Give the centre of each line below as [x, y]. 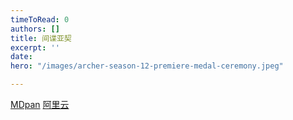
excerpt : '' [35, 47]
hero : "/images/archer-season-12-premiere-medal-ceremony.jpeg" [147, 66]
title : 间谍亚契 [41, 38]
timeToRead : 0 [40, 19]
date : [21, 57]
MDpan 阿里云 [40, 104]
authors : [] [35, 29]
